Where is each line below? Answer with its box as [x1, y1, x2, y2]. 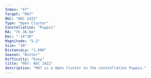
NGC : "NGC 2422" [5, 16, 38, 21]
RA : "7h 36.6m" [5, 30, 36, 34]
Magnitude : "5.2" [5, 39, 40, 44]
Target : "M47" [5, 12, 34, 16]
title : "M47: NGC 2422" [5, 61, 53, 66]
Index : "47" [5, 7, 29, 12]
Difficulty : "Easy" [5, 57, 45, 62]
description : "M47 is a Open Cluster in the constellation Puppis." [5, 66, 147, 71]
